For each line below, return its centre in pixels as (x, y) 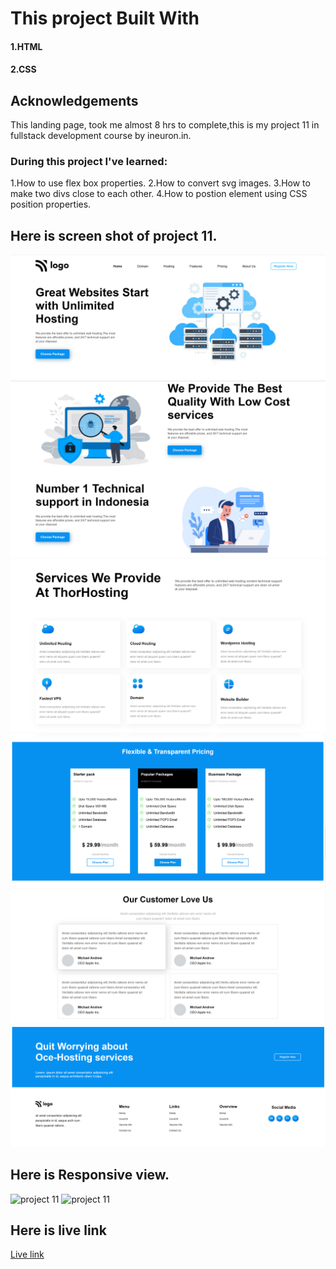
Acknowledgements (74, 100)
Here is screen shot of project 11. (114, 235)
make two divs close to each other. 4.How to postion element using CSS (159, 194)
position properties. (51, 204)
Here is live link (58, 1230)
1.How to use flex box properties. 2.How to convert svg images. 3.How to (160, 183)
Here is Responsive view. (90, 1175)
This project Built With (105, 18)
